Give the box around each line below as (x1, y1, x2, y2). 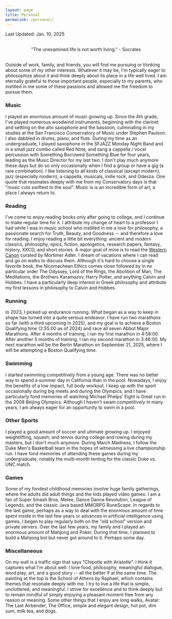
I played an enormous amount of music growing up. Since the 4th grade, (5, 113, 158, 119)
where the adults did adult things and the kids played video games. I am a (5, 491, 161, 497)
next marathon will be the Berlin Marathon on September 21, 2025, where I (5, 341, 162, 348)
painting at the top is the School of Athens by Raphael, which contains (5, 575, 153, 582)
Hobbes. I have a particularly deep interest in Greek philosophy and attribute (5, 279, 166, 285)
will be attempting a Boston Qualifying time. (5, 347, 97, 353)
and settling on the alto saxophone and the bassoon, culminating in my (5, 124, 155, 131)
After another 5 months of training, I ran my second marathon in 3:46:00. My (5, 336, 167, 343)
